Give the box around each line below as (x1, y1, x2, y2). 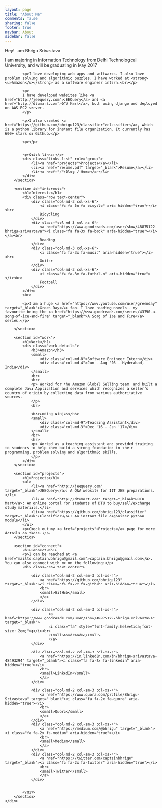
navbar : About (5, 30, 34, 34)
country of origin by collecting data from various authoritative (5, 390, 142, 395)
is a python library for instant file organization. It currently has (5, 127, 151, 132)
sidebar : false (5, 34, 36, 39)
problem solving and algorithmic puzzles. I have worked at (5, 76, 130, 81)
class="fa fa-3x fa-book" (52, 229, 105, 234)
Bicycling (39, 212, 60, 217)
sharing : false (5, 20, 36, 26)
